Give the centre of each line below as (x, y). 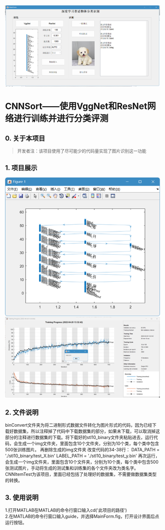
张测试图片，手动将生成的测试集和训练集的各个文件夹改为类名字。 (72, 468)
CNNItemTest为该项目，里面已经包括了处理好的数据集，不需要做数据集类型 (81, 474)
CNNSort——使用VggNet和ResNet (76, 106)
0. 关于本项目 (25, 138)
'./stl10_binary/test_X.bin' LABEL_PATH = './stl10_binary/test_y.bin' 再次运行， (82, 456)
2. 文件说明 (22, 412)
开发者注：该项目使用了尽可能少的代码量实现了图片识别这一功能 (82, 151)
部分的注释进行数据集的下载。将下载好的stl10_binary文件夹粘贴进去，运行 (79, 438)
